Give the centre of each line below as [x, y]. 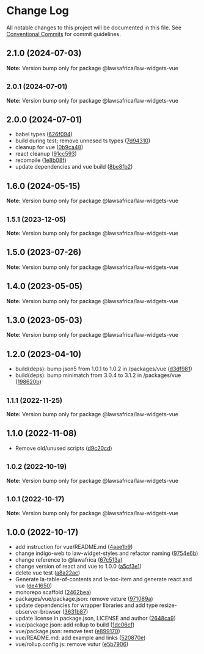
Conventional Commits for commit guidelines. [64, 34]
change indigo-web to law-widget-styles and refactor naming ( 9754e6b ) [107, 553]
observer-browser [38, 612]
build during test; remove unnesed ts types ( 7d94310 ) [83, 141]
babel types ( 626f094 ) [44, 134]
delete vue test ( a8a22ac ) [48, 573]
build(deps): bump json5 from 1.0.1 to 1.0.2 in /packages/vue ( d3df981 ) [104, 369]
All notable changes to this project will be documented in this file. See [94, 28]
